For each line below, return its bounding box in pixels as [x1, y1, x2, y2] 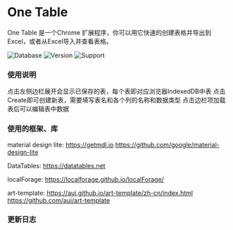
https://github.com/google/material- [115, 140, 220, 149]
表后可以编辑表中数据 [7, 104, 69, 113]
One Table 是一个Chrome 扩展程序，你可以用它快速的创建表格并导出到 [7, 28, 212, 36]
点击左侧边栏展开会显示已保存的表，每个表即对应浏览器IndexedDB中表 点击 [7, 87, 226, 95]
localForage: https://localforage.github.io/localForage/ [7, 175, 164, 183]
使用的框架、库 [7, 124, 58, 134]
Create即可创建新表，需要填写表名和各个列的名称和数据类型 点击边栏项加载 [7, 96, 226, 104]
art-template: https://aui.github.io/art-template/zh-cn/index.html [7, 189, 194, 197]
